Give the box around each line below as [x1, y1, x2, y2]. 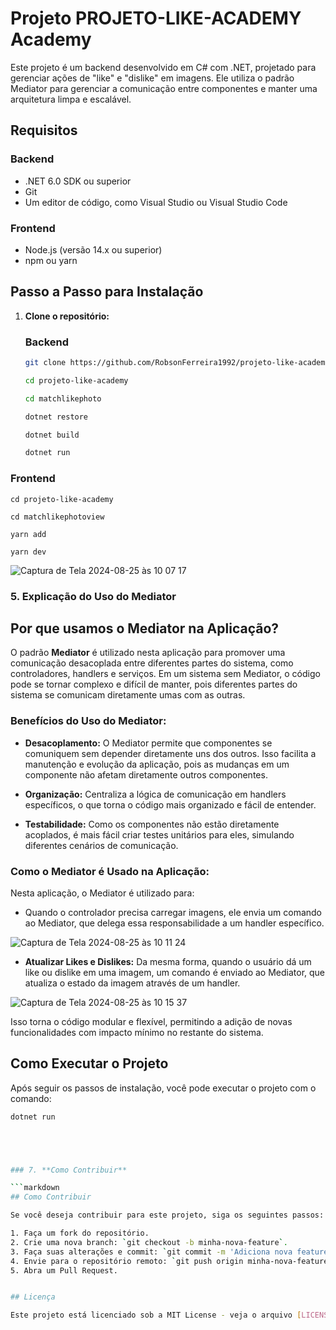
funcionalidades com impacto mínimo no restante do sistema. [10, 1026, 264, 1038]
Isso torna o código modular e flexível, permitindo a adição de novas [10, 1015, 293, 1027]
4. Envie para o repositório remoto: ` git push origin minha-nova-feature [10, 1256, 329, 1266]
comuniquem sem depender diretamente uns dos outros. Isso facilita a [24, 747, 317, 759]
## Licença [10, 1292, 56, 1302]
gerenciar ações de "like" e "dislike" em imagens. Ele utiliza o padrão [10, 72, 295, 84]
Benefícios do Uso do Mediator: [10, 714, 167, 728]
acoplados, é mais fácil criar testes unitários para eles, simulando [24, 828, 295, 841]
